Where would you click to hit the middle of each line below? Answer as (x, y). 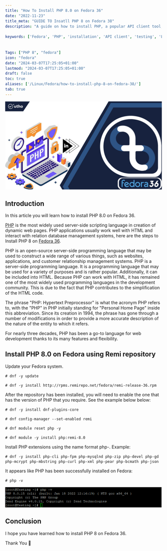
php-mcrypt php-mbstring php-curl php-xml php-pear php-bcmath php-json (82, 461)
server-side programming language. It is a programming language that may (82, 267)
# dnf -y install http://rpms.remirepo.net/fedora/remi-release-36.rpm (81, 385)
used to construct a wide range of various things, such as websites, (75, 256)
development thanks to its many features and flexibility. (62, 339)
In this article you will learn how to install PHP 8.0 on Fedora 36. (70, 216)
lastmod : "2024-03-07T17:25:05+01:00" (45, 68)
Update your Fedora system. (34, 366)
